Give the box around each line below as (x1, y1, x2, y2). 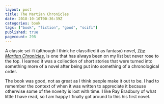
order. (5, 68, 17, 74)
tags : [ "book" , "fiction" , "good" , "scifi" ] (5, 25, 98, 30)
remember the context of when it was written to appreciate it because (5, 83, 146, 89)
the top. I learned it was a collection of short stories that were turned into (5, 58, 153, 64)
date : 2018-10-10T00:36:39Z (5, 16, 63, 21)
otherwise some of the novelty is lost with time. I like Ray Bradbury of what (5, 88, 156, 94)
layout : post (5, 7, 32, 12)
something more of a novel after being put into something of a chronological (5, 63, 160, 69)
